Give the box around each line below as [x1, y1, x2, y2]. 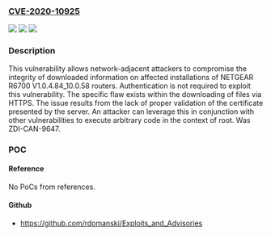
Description [8, 45, 56, 57]
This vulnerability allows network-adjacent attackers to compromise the [8, 63, 248, 74]
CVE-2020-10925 [8, 6, 81, 17]
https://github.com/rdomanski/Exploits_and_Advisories [19, 218, 203, 228]
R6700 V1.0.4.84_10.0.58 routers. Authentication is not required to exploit [8, 81, 251, 91]
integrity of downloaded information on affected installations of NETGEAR [8, 72, 254, 82]
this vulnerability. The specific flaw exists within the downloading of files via [8, 89, 262, 99]
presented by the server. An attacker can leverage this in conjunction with [8, 107, 255, 116]
